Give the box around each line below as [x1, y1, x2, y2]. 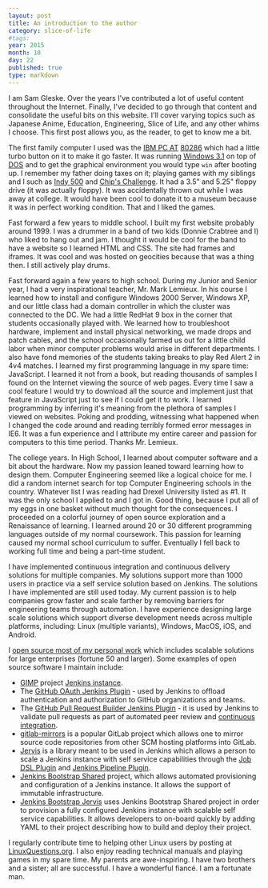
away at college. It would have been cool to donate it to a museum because [8, 194, 258, 203]
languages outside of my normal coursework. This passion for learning [8, 529, 242, 538]
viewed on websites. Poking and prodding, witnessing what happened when [8, 411, 259, 421]
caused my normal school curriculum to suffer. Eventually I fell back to [8, 538, 240, 547]
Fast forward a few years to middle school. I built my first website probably [8, 218, 254, 227]
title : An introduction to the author [8, 19, 138, 27]
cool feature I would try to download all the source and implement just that [8, 386, 254, 396]
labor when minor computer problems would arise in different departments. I [8, 343, 260, 353]
